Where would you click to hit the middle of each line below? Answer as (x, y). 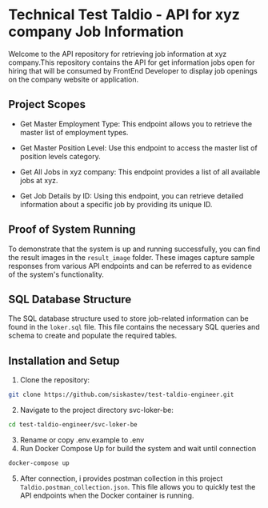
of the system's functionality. (56, 274)
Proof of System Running (72, 230)
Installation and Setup (64, 360)
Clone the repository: (55, 380)
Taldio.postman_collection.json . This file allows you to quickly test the (138, 486)
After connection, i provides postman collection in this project (121, 478)
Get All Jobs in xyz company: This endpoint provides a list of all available (140, 172)
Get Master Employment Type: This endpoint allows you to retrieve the (136, 124)
